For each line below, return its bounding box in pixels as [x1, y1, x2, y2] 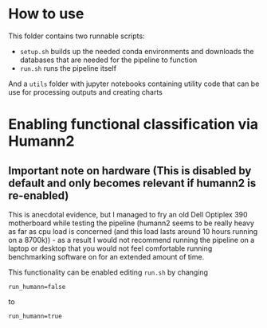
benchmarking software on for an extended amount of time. [8, 252, 205, 261]
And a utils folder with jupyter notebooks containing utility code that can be [8, 79, 260, 88]
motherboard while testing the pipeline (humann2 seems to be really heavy [8, 218, 255, 228]
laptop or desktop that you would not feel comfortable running [8, 244, 213, 253]
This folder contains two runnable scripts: [8, 31, 145, 41]
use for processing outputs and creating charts [8, 87, 163, 96]
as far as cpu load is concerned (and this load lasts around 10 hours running [8, 226, 258, 236]
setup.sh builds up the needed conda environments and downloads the [19, 46, 254, 56]
